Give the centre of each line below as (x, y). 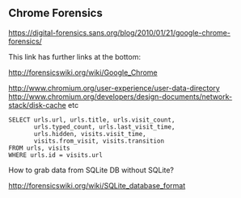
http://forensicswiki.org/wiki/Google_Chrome (83, 72)
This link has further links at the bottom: (75, 56)
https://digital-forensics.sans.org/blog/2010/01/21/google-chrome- (119, 32)
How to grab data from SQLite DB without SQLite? (91, 170)
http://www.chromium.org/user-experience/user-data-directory (114, 88)
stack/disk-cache (37, 105)
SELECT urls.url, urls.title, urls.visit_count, (92, 120)
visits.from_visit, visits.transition (99, 141)
